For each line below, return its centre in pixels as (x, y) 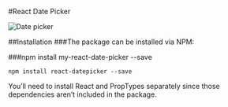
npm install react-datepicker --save (70, 72)
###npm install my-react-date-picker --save (80, 57)
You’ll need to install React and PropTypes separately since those (114, 86)
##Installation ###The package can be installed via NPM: (101, 42)
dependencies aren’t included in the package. (83, 94)
